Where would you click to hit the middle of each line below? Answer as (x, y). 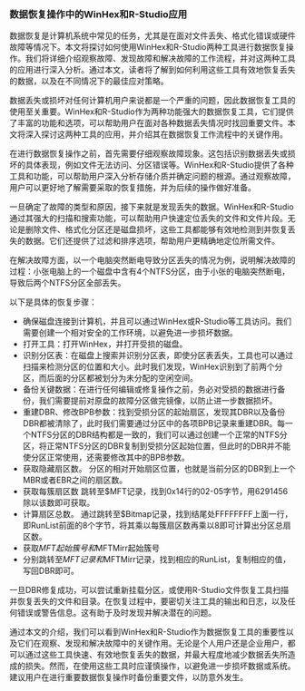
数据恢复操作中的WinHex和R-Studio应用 (98, 14)
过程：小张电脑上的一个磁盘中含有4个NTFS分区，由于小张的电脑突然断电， (150, 272)
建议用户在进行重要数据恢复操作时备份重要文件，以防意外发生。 (128, 677)
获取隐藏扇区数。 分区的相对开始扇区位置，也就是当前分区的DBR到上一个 (159, 469)
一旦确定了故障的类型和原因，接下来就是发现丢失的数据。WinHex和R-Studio (152, 207)
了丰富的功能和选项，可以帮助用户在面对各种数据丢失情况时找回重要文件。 (148, 123)
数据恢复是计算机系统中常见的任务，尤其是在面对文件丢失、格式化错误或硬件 (152, 36)
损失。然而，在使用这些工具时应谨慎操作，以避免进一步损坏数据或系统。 (160, 666)
